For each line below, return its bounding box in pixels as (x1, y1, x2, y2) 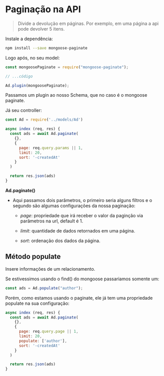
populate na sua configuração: (5, 300, 70, 306)
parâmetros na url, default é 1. (20, 218, 84, 224)
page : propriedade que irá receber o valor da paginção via (20, 212, 144, 218)
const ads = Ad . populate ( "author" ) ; (5, 285, 83, 291)
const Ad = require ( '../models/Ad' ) (5, 117, 83, 123)
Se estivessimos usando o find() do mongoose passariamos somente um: (5, 276, 159, 282)
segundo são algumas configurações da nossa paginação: (12, 203, 136, 209)
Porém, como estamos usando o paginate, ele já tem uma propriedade (5, 295, 153, 301)
